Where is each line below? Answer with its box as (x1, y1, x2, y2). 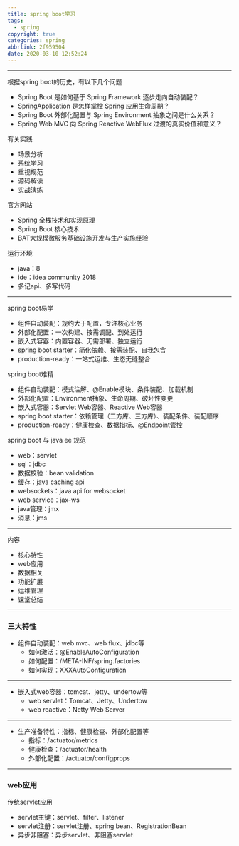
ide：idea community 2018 (17, 273, 97, 281)
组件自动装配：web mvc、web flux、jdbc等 (17, 639, 145, 648)
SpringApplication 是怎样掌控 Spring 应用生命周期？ (17, 101, 170, 110)
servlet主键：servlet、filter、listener (17, 813, 124, 822)
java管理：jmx (17, 504, 59, 513)
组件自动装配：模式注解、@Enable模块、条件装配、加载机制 (17, 385, 193, 393)
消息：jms (17, 513, 48, 522)
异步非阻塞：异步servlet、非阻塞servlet (17, 831, 134, 840)
